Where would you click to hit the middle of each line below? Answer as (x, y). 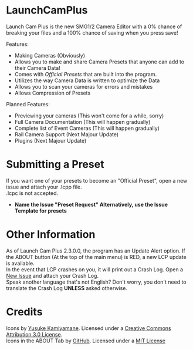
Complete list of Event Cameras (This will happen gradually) (87, 128)
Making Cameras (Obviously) (50, 55)
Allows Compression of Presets (53, 93)
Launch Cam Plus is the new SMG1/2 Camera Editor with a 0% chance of (94, 26)
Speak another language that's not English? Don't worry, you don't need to (96, 282)
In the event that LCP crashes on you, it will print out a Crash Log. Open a (95, 269)
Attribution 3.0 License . (34, 334)
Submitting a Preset (55, 164)
